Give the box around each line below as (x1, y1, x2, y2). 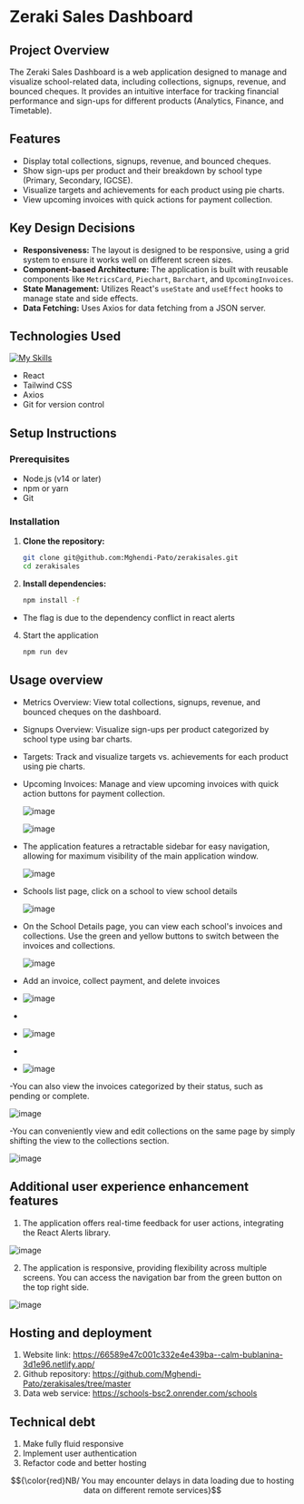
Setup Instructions (9, 425, 117, 441)
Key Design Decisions (9, 221, 136, 236)
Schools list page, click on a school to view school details (22, 885, 238, 896)
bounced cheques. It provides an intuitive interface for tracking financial (9, 86, 279, 96)
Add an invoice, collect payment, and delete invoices (22, 975, 221, 986)
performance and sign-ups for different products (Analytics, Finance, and (9, 95, 284, 106)
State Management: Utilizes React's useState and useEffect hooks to (22, 283, 284, 294)
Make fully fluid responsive (22, 1439, 124, 1450)
